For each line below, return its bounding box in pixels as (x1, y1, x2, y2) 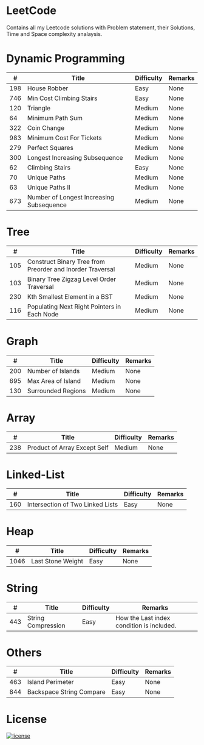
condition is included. (115, 621, 177, 630)
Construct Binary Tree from (27, 257, 105, 266)
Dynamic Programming (6, 52, 125, 66)
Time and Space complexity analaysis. (6, 30, 103, 37)
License (6, 712, 47, 726)
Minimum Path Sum (27, 113, 83, 122)
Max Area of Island (27, 376, 81, 385)
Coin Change (27, 123, 65, 132)
